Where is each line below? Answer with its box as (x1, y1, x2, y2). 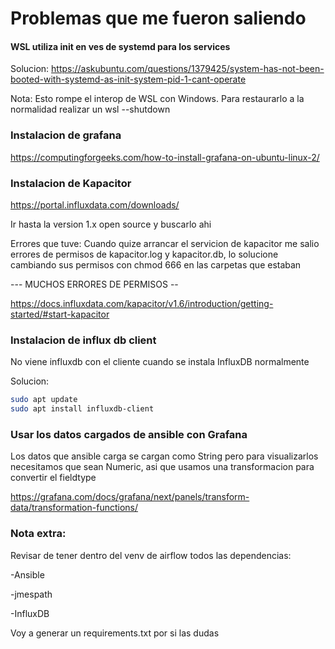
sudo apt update (10, 395, 78, 405)
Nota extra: (10, 527, 67, 541)
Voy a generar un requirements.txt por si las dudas (10, 627, 220, 639)
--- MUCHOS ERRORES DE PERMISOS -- (10, 278, 179, 290)
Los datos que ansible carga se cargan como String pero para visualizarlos (10, 450, 319, 462)
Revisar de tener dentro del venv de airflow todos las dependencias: (10, 549, 292, 561)
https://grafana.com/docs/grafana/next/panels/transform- (10, 491, 250, 503)
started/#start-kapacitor (10, 308, 110, 320)
